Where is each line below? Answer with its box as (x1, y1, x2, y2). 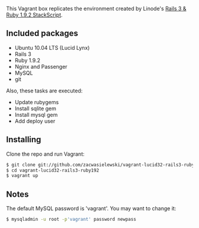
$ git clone (6, 162, 36, 168)
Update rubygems (14, 98, 59, 105)
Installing (6, 134, 41, 144)
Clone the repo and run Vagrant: (6, 150, 85, 158)
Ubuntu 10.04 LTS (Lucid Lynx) (14, 44, 90, 51)
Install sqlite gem (14, 105, 56, 112)
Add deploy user (14, 117, 56, 124)
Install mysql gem (14, 111, 58, 118)
